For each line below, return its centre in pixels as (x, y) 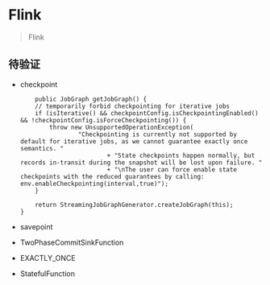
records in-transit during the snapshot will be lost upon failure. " (141, 163)
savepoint (36, 226)
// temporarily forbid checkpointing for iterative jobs (133, 106)
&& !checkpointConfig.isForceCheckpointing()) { (103, 120)
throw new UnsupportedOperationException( (122, 127)
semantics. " (42, 148)
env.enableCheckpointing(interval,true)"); (94, 184)
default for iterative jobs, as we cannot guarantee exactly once (134, 141)
